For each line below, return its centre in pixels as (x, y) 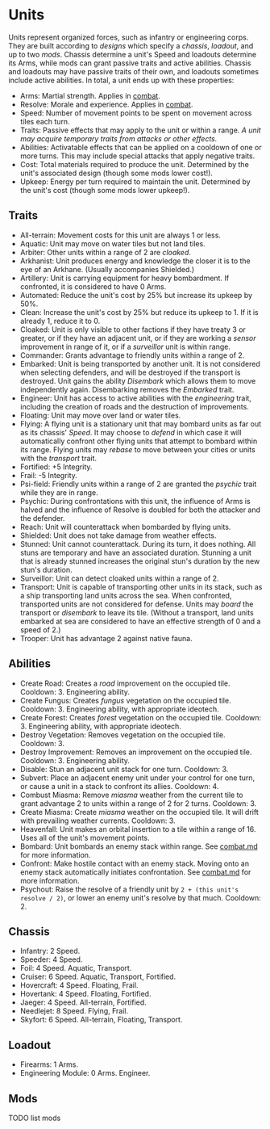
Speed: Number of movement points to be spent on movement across (136, 113)
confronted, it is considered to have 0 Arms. (93, 286)
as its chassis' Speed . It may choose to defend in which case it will (131, 432)
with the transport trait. (58, 458)
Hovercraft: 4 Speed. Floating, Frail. (79, 985)
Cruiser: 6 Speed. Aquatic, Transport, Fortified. (98, 977)
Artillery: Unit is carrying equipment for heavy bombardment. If (125, 278)
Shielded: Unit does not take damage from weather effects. (118, 535)
